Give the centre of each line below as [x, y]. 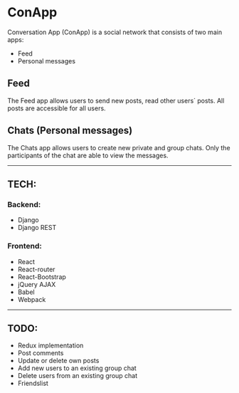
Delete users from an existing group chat [78, 376]
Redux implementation [51, 345]
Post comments [41, 353]
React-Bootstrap [42, 277]
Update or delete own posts [58, 361]
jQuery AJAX [37, 284]
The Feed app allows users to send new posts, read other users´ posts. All [116, 100]
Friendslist [33, 383]
